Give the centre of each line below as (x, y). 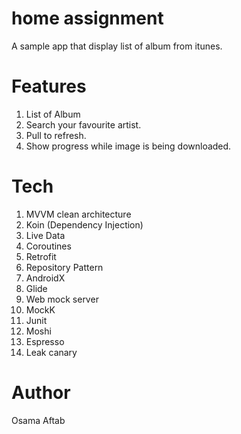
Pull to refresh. (56, 135)
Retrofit (41, 256)
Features (49, 86)
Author (41, 393)
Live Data (45, 235)
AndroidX (45, 278)
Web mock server (62, 299)
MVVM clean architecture (78, 214)
